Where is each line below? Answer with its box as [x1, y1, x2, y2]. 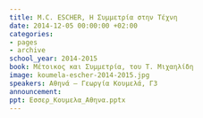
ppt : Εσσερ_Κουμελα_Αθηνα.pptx [9, 95, 126, 105]
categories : [9, 29, 54, 38]
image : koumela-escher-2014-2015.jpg [9, 71, 150, 80]
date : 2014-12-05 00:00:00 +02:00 [9, 21, 139, 30]
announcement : [9, 87, 63, 96]
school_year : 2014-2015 [9, 54, 98, 63]
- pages [9, 37, 38, 47]
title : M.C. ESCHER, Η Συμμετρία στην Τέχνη [9, 12, 178, 22]
